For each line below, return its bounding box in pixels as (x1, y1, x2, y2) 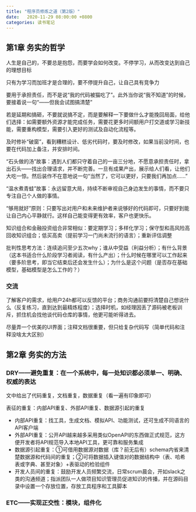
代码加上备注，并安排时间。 (16, 146, 83, 153)
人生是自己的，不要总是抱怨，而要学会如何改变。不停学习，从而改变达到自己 (6, 59, 190, 66)
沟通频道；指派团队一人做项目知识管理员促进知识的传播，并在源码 (24, 475, 184, 483)
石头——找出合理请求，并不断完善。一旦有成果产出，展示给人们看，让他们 (10, 165, 190, 173)
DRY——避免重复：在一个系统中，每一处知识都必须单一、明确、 (6, 369, 186, 377)
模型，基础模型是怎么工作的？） (6, 266, 83, 273)
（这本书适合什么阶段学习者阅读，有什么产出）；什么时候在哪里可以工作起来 (6, 252, 188, 259)
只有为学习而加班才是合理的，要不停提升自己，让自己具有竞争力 (6, 79, 159, 86)
